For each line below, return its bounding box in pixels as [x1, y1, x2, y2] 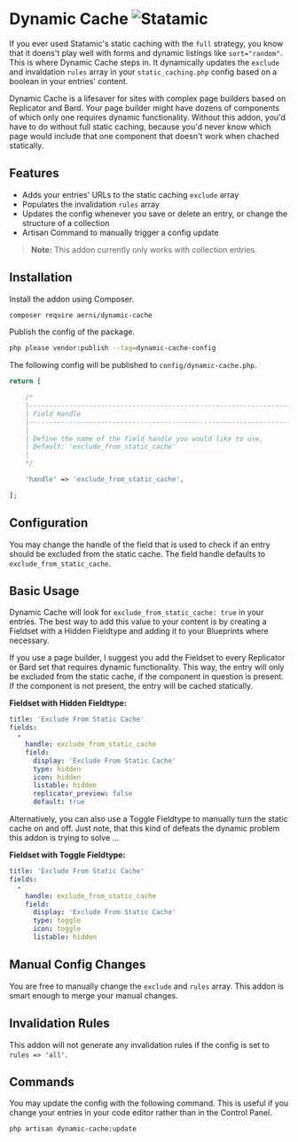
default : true [32, 798, 86, 807]
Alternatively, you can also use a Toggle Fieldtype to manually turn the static [9, 814, 288, 825]
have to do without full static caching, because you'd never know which [9, 121, 271, 132]
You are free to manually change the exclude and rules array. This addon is [9, 981, 284, 991]
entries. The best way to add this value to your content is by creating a [9, 616, 267, 627]
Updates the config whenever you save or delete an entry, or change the [21, 208, 288, 219]
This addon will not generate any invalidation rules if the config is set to [9, 1039, 271, 1050]
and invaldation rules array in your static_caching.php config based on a [9, 66, 278, 77]
